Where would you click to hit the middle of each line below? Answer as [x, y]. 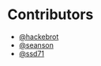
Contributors [50, 15]
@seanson [36, 45]
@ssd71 [32, 53]
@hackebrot [39, 37]
